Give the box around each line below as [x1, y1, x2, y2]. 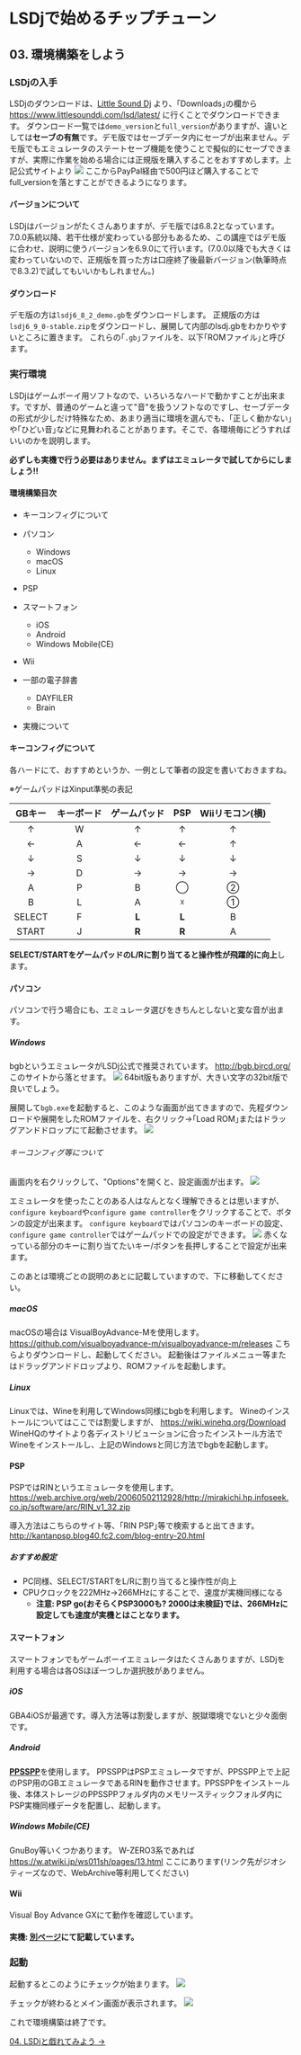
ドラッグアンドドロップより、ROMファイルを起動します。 [16, 1361, 231, 1372]
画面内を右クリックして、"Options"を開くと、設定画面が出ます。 [9, 1177, 249, 1188]
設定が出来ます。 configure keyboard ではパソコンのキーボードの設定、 [24, 1218, 288, 1229]
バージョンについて [9, 199, 81, 209]
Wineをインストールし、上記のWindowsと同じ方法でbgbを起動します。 [9, 1439, 273, 1450]
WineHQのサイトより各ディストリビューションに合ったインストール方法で [9, 1428, 283, 1439]
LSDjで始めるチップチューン [9, 8, 217, 29]
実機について [22, 720, 70, 731]
